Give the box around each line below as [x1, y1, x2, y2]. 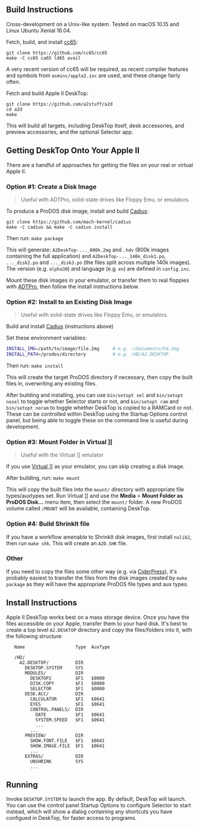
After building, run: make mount [6, 474, 80, 482]
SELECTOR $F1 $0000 [30, 686, 105, 691]
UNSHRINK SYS [30, 758, 84, 765]
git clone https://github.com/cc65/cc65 [6, 50, 108, 56]
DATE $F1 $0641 [35, 712, 105, 718]
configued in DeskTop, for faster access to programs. [6, 815, 137, 822]
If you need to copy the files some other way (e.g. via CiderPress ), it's [6, 568, 177, 575]
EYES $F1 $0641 [30, 701, 105, 707]
